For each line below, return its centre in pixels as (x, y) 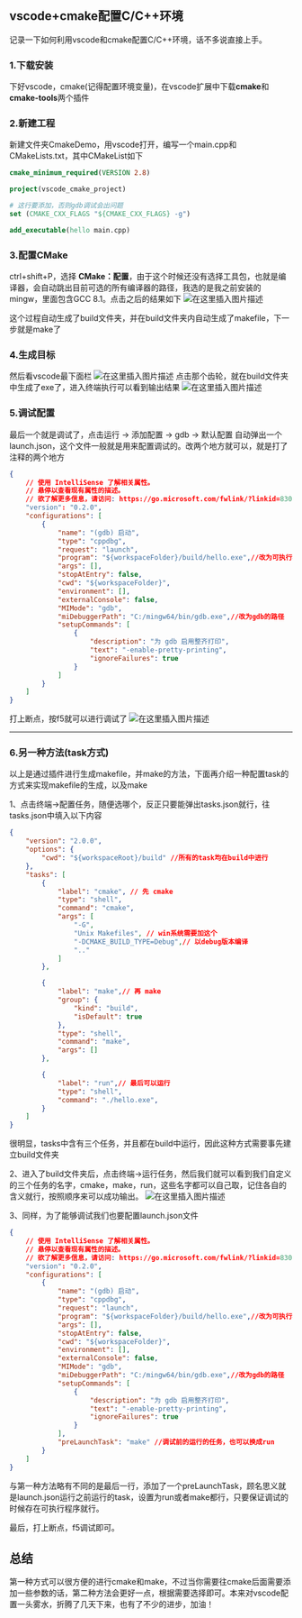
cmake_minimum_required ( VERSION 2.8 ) (80, 173)
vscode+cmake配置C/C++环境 (97, 16)
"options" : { (50, 850)
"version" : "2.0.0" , (64, 841)
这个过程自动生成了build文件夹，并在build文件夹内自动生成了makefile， (142, 318)
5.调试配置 (32, 413)
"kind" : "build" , (106, 1008)
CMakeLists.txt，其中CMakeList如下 (76, 156)
